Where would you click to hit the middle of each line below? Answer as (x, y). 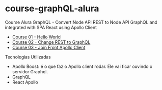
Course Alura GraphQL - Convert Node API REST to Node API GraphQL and (81, 22)
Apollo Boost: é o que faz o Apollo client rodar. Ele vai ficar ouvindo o (82, 66)
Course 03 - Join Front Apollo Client (49, 47)
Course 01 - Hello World (36, 37)
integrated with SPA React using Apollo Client (51, 27)
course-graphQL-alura (52, 9)
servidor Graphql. (30, 71)
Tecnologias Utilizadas (28, 57)
